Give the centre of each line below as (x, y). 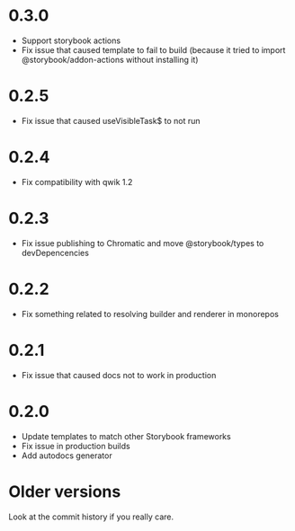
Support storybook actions (71, 40)
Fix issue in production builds (76, 446)
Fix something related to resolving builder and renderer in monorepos (150, 314)
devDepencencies (55, 252)
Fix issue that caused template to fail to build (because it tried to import (153, 49)
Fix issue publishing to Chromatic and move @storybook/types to (143, 243)
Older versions (65, 491)
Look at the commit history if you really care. (91, 517)
